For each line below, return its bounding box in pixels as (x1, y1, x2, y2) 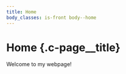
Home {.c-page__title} (6, 41, 121, 55)
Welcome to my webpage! (6, 61, 72, 68)
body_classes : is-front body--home (6, 15, 97, 21)
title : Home (6, 8, 37, 15)
